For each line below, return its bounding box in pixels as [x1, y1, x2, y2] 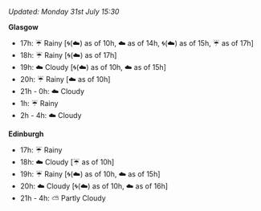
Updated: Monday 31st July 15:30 [8, 7, 120, 16]
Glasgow [8, 22, 39, 31]
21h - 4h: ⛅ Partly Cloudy [19, 193, 106, 203]
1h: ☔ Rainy [19, 99, 59, 108]
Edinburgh [8, 129, 44, 139]
